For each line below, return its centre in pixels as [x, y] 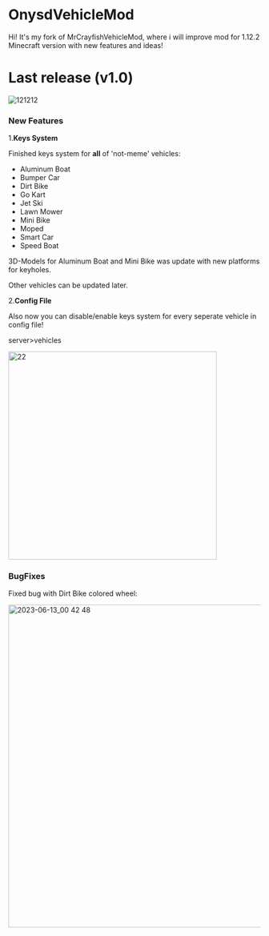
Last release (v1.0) [71, 78]
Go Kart [32, 195]
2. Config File [30, 301]
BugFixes [27, 576]
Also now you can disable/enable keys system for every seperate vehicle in [132, 316]
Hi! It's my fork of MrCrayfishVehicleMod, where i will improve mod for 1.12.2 [134, 37]
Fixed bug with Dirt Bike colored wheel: [73, 593]
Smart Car [37, 237]
